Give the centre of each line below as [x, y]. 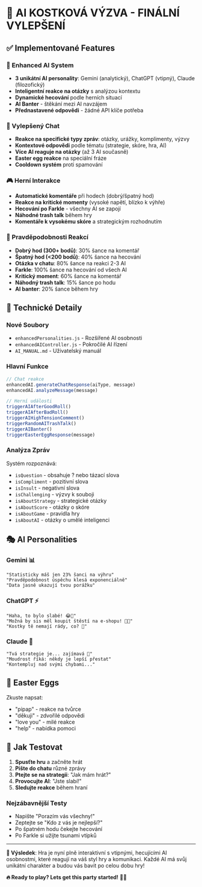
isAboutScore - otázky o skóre [52, 507]
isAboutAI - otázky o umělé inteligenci [62, 520]
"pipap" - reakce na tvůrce [48, 709]
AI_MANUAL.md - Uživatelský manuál [58, 351]
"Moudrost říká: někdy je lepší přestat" [59, 659]
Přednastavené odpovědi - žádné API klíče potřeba [79, 110]
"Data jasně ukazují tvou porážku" [51, 586]
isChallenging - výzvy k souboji [54, 494]
